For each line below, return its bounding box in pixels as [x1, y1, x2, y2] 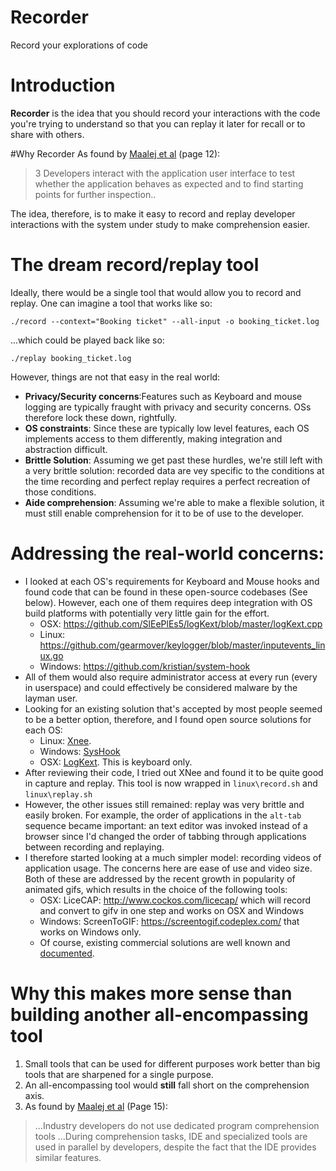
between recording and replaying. [24, 841, 165, 853]
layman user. [24, 692, 78, 704]
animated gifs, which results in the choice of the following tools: [24, 883, 288, 895]
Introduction [10, 74, 116, 97]
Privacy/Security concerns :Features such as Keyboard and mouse [24, 390, 303, 402]
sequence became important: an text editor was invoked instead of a [24, 819, 308, 831]
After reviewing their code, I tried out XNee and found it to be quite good [24, 766, 324, 778]
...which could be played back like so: [10, 334, 165, 346]
